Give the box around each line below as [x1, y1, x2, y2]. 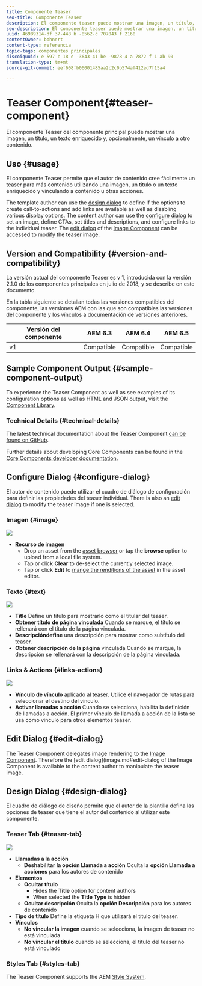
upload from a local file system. [23, 554, 102, 561]
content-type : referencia [6, 43, 71, 49]
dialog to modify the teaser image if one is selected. [6, 500, 135, 508]
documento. [6, 286, 36, 293]
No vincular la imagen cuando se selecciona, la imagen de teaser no [23, 925, 195, 932]
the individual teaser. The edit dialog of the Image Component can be [6, 225, 178, 232]
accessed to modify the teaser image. [6, 231, 100, 238]
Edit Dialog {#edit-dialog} [6, 734, 104, 744]
